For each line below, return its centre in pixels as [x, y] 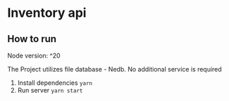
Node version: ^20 [34, 55]
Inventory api [47, 13]
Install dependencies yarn [55, 83]
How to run [32, 39]
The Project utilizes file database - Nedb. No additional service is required [114, 69]
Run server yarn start [50, 90]
